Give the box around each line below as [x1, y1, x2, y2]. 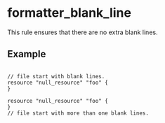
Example [7, 48, 46, 60]
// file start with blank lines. [7, 73, 105, 80]
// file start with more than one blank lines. [7, 110, 150, 117]
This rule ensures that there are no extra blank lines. [7, 28, 158, 36]
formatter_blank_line [7, 5, 132, 21]
